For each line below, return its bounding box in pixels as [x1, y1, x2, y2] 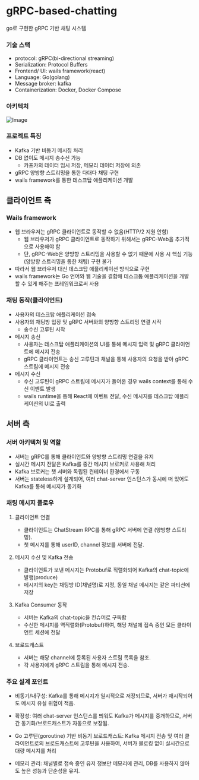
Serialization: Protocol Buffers [14, 61, 88, 68]
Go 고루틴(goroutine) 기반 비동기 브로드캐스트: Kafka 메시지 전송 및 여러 [14, 732, 184, 740]
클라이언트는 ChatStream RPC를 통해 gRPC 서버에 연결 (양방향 [23, 526, 171, 533]
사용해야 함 [34, 242, 61, 250]
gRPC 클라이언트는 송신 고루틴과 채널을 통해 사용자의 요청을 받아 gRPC [23, 355, 189, 362]
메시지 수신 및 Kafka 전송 [14, 554, 74, 561]
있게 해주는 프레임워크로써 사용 [27, 280, 99, 287]
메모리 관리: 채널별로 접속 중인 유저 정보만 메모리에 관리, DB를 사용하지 [14, 760, 179, 767]
